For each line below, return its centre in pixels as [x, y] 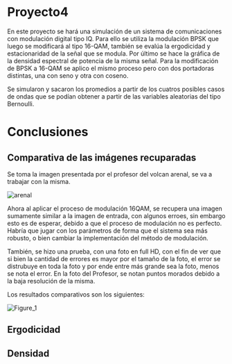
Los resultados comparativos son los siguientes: [76, 294]
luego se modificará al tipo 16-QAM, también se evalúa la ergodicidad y [109, 46]
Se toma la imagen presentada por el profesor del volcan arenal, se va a [110, 174]
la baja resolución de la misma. [51, 281]
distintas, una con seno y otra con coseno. [68, 75]
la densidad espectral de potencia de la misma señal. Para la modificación [113, 60]
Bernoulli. [21, 104]
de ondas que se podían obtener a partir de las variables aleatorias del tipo [114, 96]
